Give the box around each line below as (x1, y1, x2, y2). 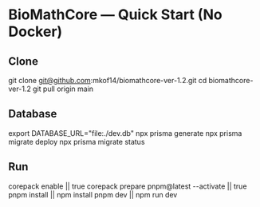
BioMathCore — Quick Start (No (8, 6, 223, 24)
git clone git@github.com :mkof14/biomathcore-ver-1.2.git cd (8, 76, 207, 85)
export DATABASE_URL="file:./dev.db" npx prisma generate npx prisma (8, 128, 242, 137)
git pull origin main (33, 84, 94, 94)
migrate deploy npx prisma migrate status (8, 137, 145, 146)
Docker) (8, 22, 63, 41)
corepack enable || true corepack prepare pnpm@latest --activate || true (8, 181, 247, 191)
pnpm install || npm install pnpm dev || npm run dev (8, 189, 178, 199)
